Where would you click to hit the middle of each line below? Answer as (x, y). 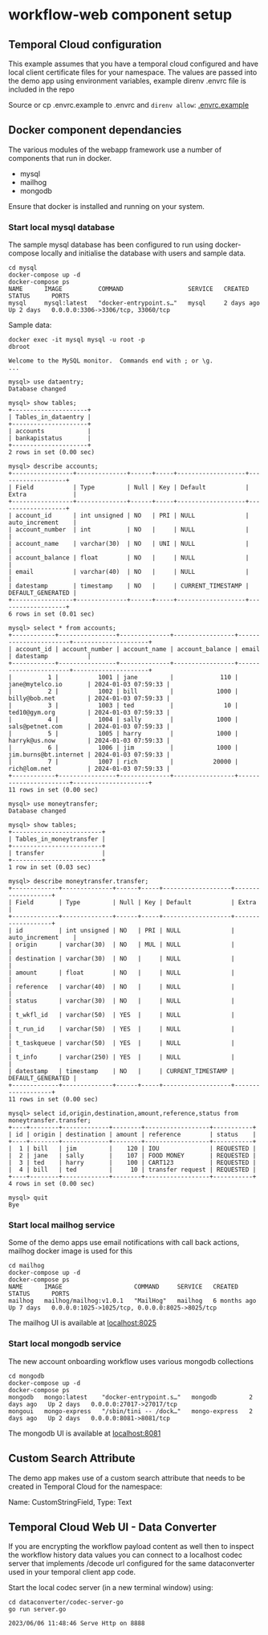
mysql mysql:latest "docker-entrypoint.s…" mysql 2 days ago (134, 303)
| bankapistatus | (50, 438)
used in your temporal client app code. (72, 1572)
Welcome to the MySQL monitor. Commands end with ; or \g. (111, 361)
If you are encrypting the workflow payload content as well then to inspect (131, 1547)
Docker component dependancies (95, 130)
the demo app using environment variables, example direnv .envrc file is (127, 81)
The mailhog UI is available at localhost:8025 (82, 1323)
